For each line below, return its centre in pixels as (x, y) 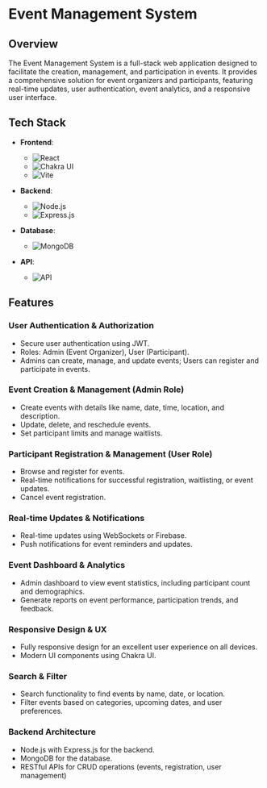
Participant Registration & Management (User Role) (111, 454)
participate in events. (55, 369)
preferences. (41, 711)
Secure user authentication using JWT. (85, 343)
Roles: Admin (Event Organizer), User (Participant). (104, 352)
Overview (33, 44)
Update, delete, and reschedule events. (86, 424)
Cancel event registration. (63, 498)
